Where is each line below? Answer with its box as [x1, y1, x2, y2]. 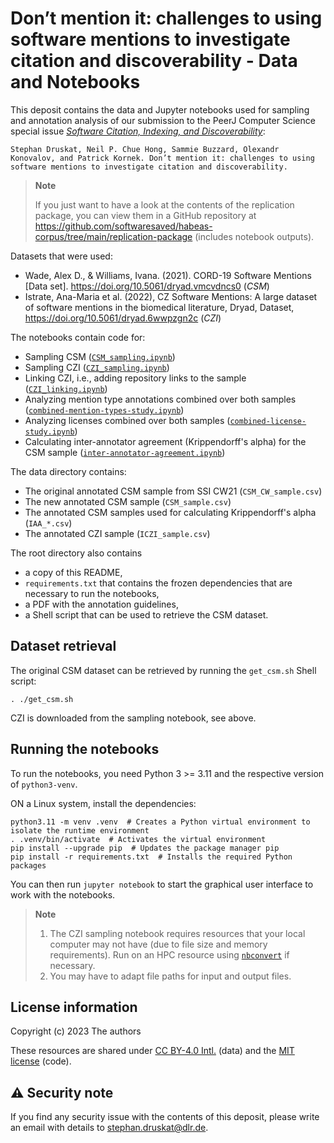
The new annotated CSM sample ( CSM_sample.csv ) [24, 495, 232, 507]
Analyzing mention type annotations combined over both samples [24, 393, 297, 405]
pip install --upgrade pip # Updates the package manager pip [10, 843, 280, 853]
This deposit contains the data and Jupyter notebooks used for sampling [10, 103, 310, 116]
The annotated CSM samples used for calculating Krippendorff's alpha [24, 506, 317, 518]
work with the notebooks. [10, 888, 116, 901]
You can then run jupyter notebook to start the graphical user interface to [10, 878, 314, 890]
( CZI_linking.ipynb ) [24, 382, 108, 394]
